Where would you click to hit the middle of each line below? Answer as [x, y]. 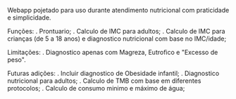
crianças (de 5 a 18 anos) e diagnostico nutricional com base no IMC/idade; [117, 39]
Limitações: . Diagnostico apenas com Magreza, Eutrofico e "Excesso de [113, 52]
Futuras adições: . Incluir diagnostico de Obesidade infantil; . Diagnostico [113, 73]
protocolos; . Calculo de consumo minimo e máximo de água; [96, 88]
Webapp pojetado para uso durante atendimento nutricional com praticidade [118, 10]
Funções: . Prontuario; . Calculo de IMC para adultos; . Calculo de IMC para [116, 31]
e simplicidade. [29, 18]
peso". [17, 60]
